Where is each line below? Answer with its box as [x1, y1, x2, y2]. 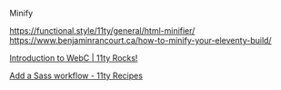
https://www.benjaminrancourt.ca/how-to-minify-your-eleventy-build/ [9, 35, 272, 45]
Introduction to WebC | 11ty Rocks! [9, 53, 138, 63]
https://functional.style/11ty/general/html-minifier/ [9, 25, 196, 35]
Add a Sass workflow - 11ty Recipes [9, 70, 144, 81]
